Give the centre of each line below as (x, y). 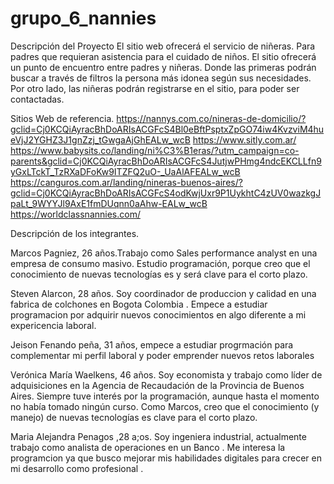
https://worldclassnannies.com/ (75, 214)
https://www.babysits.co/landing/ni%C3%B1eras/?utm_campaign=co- (155, 150)
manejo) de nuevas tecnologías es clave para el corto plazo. (134, 417)
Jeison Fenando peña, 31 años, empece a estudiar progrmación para (152, 344)
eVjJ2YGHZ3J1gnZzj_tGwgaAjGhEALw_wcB (100, 139)
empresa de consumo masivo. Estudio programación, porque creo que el (160, 263)
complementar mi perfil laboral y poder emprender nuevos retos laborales (162, 355)
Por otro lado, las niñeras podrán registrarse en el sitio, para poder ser (155, 88)
